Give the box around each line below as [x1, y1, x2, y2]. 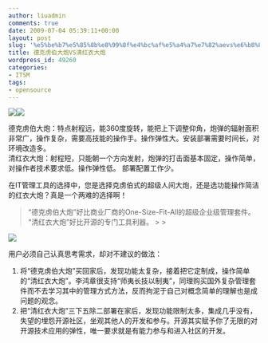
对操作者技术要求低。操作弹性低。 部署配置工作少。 [8, 164, 178, 173]
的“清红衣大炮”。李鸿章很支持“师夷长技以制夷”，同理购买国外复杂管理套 [19, 276, 257, 286]
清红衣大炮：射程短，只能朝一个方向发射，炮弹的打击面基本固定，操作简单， [8, 153, 260, 164]
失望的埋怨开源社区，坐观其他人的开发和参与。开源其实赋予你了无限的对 [19, 316, 258, 325]
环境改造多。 [8, 144, 50, 153]
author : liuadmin [8, 11, 66, 20]
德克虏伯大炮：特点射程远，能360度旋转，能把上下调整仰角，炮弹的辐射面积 [8, 124, 259, 133]
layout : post [8, 34, 52, 42]
